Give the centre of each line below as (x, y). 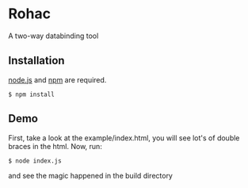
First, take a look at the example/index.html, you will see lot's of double (124, 138)
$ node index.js (35, 161)
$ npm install (32, 94)
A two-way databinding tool (53, 36)
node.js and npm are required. (57, 79)
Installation (36, 61)
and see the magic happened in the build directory (90, 175)
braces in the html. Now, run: (55, 146)
